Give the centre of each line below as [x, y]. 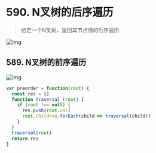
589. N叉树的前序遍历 [46, 63]
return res [25, 139]
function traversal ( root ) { [48, 100]
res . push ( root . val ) [46, 111]
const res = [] [30, 94]
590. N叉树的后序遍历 [60, 12]
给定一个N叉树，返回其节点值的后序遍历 [70, 30]
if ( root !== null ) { [44, 105]
